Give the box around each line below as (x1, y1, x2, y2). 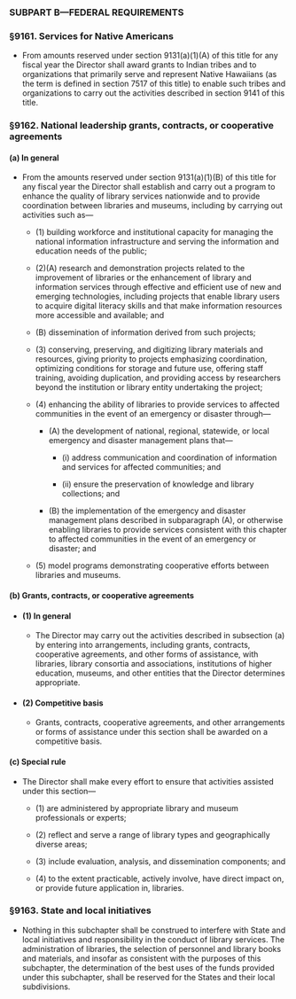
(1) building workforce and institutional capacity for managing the (35, 227, 274, 238)
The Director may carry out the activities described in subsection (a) (35, 630, 285, 641)
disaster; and (48, 543, 97, 554)
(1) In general (21, 610, 72, 621)
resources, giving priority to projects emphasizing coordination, (35, 354, 268, 364)
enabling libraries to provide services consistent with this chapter (48, 525, 287, 535)
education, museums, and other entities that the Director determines (35, 667, 285, 679)
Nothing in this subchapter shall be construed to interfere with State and (21, 925, 286, 935)
